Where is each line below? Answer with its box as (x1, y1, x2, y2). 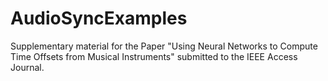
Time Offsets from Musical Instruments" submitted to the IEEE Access (10, 50, 298, 62)
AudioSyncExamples (10, 7, 188, 30)
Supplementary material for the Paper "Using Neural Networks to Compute (10, 40, 318, 52)
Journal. (10, 61, 45, 73)
